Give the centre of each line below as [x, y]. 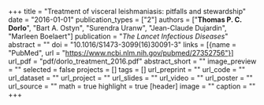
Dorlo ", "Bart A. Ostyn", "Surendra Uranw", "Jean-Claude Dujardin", [117, 28]
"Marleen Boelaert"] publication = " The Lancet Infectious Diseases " [118, 36]
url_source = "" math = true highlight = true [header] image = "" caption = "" [132, 86]
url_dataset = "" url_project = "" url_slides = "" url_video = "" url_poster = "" [131, 78]
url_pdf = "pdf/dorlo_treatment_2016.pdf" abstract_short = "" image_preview [132, 61]
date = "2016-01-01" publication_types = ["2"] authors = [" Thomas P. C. [125, 20]
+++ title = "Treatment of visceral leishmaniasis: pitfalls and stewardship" [127, 11]
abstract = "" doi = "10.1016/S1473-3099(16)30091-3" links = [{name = [123, 45]
